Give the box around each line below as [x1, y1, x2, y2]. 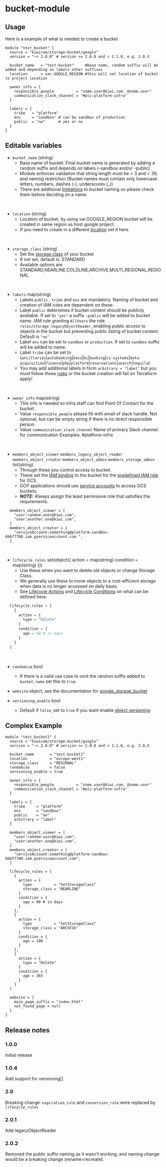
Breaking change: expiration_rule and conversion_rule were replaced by [5, 1100, 156, 1105]
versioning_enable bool [12, 698, 61, 704]
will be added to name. [19, 344, 66, 350]
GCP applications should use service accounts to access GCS [19, 482, 147, 489]
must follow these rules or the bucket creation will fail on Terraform [19, 370, 157, 376]
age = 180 [23, 939, 43, 944]
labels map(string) [12, 291, 51, 297]
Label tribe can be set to [19, 349, 71, 355]
